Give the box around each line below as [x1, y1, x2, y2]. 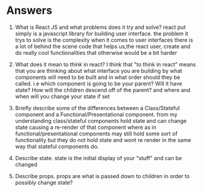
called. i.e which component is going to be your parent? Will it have [15, 79, 183, 87]
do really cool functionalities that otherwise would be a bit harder [15, 49, 177, 56]
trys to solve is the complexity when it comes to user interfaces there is [15, 36, 194, 43]
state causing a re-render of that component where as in [15, 123, 157, 131]
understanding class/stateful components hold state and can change [15, 117, 187, 124]
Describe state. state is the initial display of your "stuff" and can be [15, 154, 183, 161]
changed [15, 161, 37, 168]
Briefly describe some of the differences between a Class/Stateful [15, 104, 180, 111]
